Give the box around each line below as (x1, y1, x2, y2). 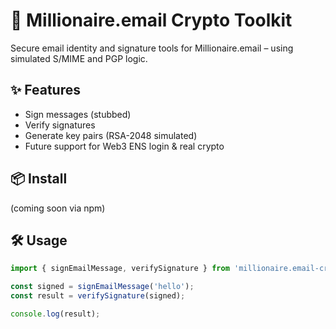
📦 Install (10, 170, 68, 188)
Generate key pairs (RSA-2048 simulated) (24, 129, 198, 141)
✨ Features (10, 82, 81, 99)
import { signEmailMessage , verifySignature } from (10, 264, 230, 274)
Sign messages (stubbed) (24, 108, 132, 120)
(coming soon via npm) (10, 202, 106, 214)
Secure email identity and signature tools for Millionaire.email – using (10, 42, 294, 54)
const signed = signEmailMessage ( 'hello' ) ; (10, 282, 195, 292)
